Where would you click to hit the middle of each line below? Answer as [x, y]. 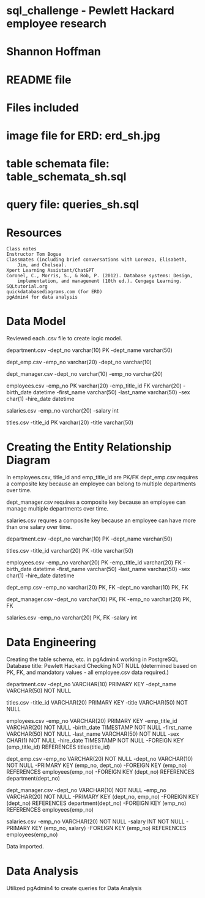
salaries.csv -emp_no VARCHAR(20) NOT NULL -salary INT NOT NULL [95, 821]
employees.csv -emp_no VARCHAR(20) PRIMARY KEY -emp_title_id [92, 721]
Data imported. [25, 847]
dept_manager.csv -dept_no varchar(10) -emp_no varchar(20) [85, 374]
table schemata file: [58, 164]
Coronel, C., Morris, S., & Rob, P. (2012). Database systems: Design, [99, 276]
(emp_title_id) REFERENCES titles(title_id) [58, 747]
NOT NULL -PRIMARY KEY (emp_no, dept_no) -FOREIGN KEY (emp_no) [97, 765]
